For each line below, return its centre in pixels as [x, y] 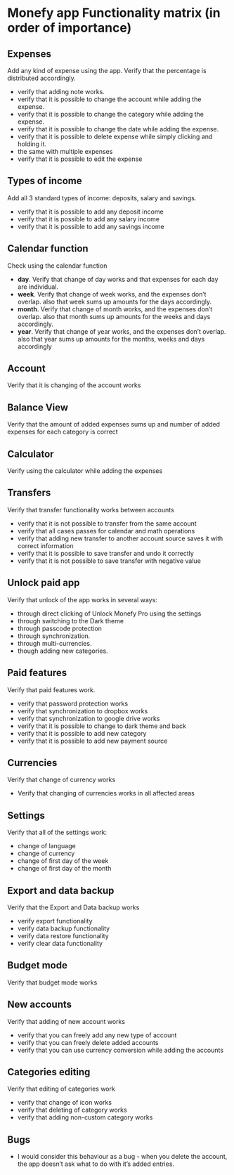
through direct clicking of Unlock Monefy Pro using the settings [109, 614]
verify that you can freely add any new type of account [97, 1035]
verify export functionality [55, 921]
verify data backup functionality [64, 928]
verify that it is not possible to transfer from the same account [107, 523]
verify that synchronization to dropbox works [83, 710]
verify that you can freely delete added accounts [88, 1042]
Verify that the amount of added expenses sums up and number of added [113, 424]
